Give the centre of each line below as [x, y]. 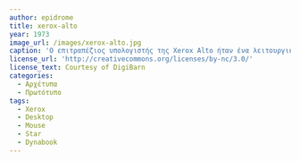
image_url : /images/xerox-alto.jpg [75, 42]
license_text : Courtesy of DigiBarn [77, 68]
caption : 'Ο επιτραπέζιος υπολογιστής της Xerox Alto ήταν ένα [129, 51]
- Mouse [32, 126]
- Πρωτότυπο [40, 92]
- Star [29, 134]
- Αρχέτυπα [37, 84]
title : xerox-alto [43, 26]
